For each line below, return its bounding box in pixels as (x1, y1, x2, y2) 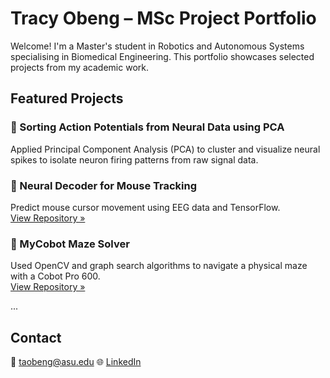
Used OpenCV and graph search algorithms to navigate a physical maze (10, 260, 308, 272)
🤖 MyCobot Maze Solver (10, 237, 130, 251)
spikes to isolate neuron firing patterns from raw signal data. (10, 153, 259, 166)
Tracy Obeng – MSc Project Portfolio (10, 7, 317, 30)
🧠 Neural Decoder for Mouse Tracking (10, 178, 198, 192)
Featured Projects (10, 90, 124, 107)
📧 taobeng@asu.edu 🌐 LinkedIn (10, 356, 142, 368)
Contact (10, 329, 62, 346)
